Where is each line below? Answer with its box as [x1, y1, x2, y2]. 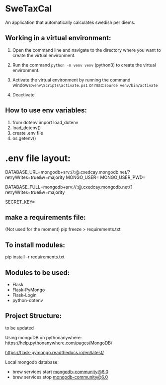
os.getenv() [12, 135, 36, 141]
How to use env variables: [5, 106, 87, 115]
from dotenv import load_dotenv [12, 119, 79, 125]
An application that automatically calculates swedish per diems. [5, 19, 136, 25]
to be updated [5, 325, 34, 331]
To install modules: [5, 240, 66, 249]
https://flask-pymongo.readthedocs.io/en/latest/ [5, 349, 104, 355]
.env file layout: [5, 153, 71, 164]
